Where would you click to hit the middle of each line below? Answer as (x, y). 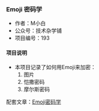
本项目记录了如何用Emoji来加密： (55, 67)
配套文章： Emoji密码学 (33, 102)
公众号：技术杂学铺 (38, 31)
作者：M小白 (30, 23)
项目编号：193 (32, 38)
